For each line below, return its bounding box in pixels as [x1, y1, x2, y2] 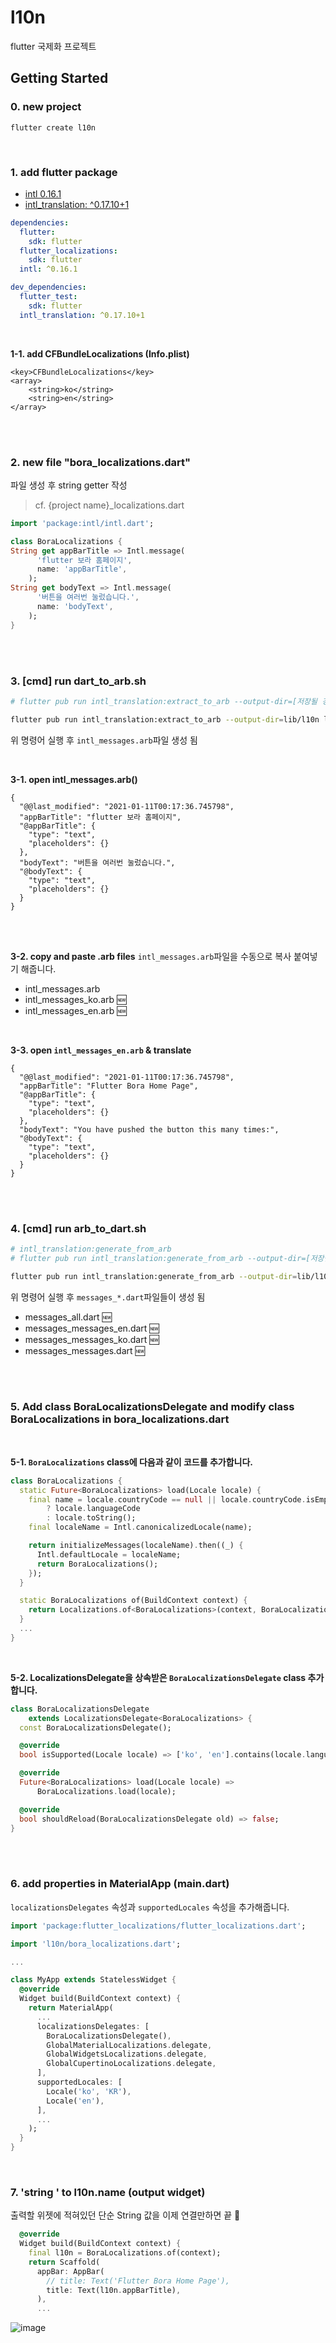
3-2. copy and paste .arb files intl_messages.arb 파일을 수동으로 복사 [10, 950, 292, 962]
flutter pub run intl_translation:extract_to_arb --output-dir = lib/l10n [10, 714, 320, 725]
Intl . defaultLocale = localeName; [36, 1549, 182, 1560]
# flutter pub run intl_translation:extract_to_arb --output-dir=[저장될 [10, 696, 318, 706]
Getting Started [10, 70, 109, 87]
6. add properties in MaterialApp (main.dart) [10, 1877, 230, 1891]
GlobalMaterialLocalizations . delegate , [46, 2040, 213, 2050]
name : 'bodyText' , [36, 601, 114, 611]
